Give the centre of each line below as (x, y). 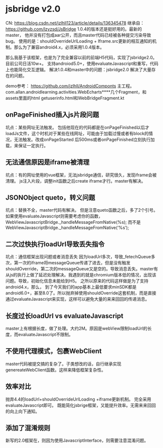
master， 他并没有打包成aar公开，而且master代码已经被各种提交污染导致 (78, 35)
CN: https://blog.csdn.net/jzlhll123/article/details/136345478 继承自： (75, 23)
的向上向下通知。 (23, 411)
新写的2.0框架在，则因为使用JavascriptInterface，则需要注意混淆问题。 (77, 440)
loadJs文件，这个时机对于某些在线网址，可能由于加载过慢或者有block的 (77, 133)
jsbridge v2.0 (33, 9)
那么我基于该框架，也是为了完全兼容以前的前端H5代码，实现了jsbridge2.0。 (81, 57)
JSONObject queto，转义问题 (50, 197)
